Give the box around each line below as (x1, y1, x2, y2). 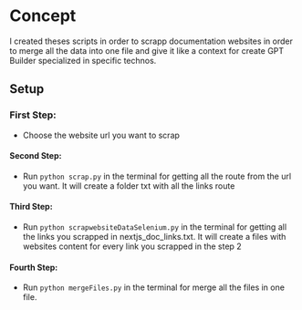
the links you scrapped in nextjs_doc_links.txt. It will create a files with (22, 232, 286, 243)
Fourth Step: (9, 262, 58, 273)
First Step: (9, 108, 57, 121)
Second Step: (9, 150, 62, 161)
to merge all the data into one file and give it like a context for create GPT (9, 45, 285, 56)
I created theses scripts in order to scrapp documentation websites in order (9, 36, 294, 46)
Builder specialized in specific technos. (9, 55, 157, 66)
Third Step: (9, 201, 53, 212)
